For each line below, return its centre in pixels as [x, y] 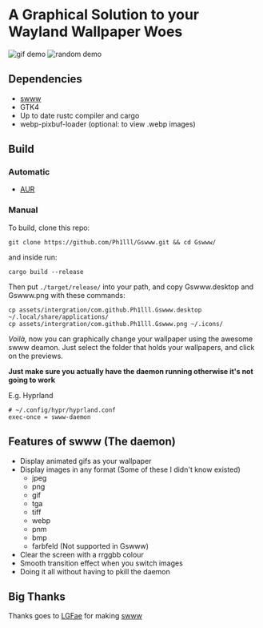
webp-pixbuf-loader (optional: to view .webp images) [108, 124]
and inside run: [33, 257]
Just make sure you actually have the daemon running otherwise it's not [131, 371]
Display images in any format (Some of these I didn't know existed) [130, 469]
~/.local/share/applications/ [59, 317]
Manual [23, 210]
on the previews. [36, 356]
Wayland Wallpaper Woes [96, 32]
